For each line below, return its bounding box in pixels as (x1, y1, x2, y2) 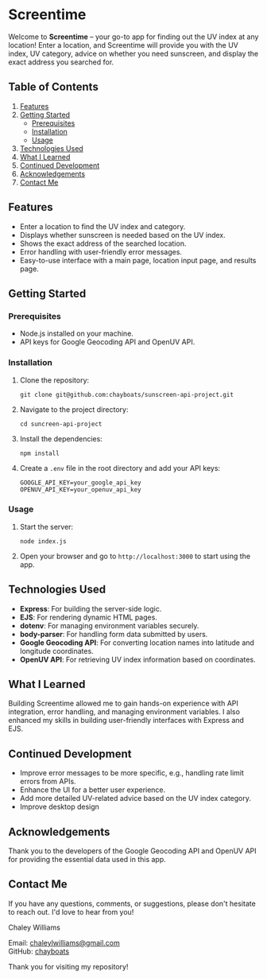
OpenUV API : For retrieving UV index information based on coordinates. (19, 655, 256, 664)
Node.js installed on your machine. (19, 328, 133, 339)
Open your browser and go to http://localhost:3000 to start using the (19, 551, 251, 561)
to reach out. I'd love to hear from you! (8, 907, 134, 916)
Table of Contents (8, 80, 99, 94)
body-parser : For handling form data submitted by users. (19, 629, 208, 639)
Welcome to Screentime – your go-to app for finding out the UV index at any (8, 32, 259, 41)
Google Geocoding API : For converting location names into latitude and (19, 638, 254, 647)
